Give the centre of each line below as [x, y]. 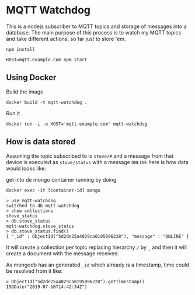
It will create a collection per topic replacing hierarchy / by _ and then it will [97, 247]
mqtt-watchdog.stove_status [40, 226]
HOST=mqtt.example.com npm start [47, 60]
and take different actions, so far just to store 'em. [66, 39]
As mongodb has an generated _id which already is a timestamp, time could [98, 265]
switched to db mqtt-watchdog [43, 206]
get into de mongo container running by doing [61, 179]
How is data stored [41, 142]
